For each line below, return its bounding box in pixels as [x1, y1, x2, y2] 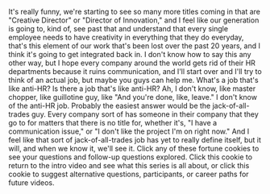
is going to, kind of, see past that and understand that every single [8, 24, 228, 33]
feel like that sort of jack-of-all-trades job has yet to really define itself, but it [8, 135, 262, 144]
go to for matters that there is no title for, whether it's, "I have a [8, 118, 218, 127]
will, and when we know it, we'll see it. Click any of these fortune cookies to [8, 144, 260, 153]
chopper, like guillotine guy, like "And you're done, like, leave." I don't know [8, 93, 258, 101]
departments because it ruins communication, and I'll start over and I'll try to [8, 67, 262, 76]
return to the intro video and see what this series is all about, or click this [8, 161, 250, 170]
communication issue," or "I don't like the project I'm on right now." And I [8, 126, 250, 136]
